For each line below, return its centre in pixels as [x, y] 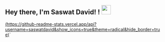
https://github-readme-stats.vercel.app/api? [52, 24]
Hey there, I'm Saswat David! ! [53, 12]
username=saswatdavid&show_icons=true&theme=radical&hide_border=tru [82, 29]
